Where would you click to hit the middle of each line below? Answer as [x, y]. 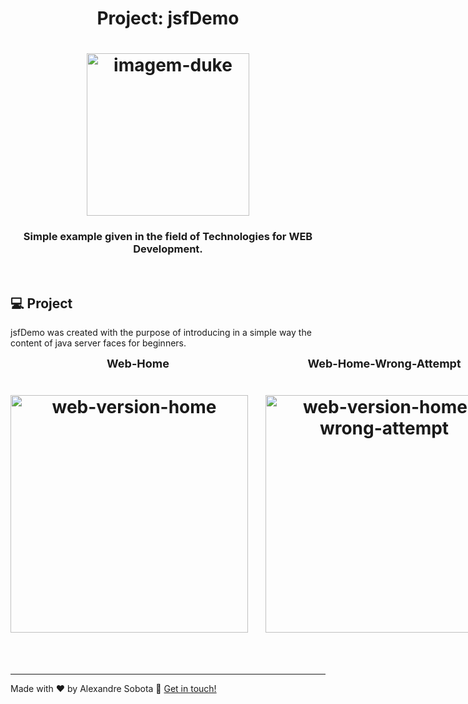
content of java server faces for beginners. [98, 343]
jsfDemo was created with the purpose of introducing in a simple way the [161, 333]
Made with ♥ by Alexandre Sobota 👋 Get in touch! [113, 689]
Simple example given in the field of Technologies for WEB [168, 237]
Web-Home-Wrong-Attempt [384, 364]
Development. [168, 249]
